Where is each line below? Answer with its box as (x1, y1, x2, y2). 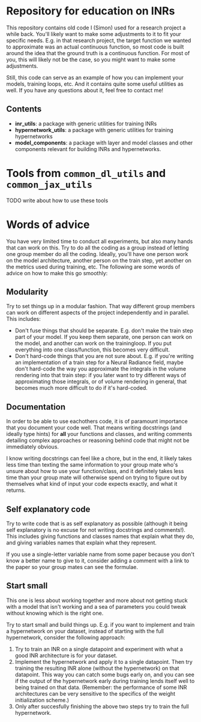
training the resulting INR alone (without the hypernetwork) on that (14, 664, 179, 672)
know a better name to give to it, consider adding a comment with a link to (6, 557, 190, 564)
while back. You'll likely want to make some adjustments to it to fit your (6, 30, 181, 37)
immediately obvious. (6, 443, 59, 450)
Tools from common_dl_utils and (6, 166, 166, 180)
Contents (6, 104, 42, 115)
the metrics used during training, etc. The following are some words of (6, 263, 181, 270)
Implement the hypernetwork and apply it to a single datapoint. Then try (14, 658, 193, 665)
